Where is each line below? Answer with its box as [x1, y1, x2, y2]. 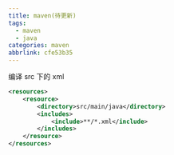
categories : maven [8, 42, 69, 50]
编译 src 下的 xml [8, 72, 65, 81]
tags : [8, 19, 26, 27]
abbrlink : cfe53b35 [8, 49, 73, 57]
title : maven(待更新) [8, 11, 77, 20]
